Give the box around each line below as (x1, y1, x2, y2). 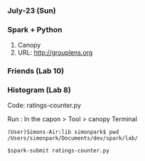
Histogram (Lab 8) (7, 85, 71, 95)
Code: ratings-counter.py (7, 101, 82, 110)
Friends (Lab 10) (7, 66, 65, 76)
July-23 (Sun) (7, 6, 57, 16)
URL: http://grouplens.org (17, 48, 93, 57)
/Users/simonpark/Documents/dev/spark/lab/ (7, 135, 139, 142)
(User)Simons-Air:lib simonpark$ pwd (7, 128, 119, 136)
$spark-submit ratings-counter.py (7, 148, 110, 155)
